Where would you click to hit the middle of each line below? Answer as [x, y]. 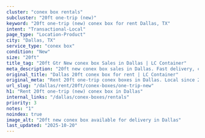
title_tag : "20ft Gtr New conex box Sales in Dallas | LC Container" [97, 63]
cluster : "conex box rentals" [45, 12]
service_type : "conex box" [41, 46]
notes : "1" [20, 108]
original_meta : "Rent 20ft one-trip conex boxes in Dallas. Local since [101, 80]
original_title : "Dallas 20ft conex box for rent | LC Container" [92, 74]
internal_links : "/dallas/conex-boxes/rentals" [68, 97]
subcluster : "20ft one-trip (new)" [52, 18]
